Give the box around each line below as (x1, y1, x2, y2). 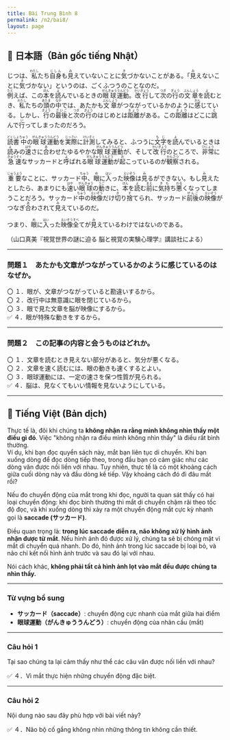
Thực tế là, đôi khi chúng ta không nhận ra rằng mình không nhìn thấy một (7, 426, 220, 435)
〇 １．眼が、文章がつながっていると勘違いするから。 (7, 288, 159, 296)
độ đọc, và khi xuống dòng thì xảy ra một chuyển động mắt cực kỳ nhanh (7, 505, 214, 513)
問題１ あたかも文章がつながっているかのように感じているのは (7, 260, 217, 270)
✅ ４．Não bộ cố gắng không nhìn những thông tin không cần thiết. (7, 726, 198, 734)
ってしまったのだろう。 (25, 121, 90, 129)
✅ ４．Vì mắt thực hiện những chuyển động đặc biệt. (7, 672, 157, 680)
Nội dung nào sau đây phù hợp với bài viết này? (7, 711, 142, 719)
